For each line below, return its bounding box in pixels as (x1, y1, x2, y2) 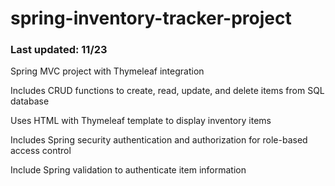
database (10, 95, 50, 107)
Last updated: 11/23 (10, 43, 108, 57)
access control (10, 145, 72, 157)
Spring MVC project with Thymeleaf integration (10, 65, 205, 77)
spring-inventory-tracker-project (10, 7, 292, 30)
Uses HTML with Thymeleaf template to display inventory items (10, 115, 272, 127)
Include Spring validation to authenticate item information (10, 164, 247, 176)
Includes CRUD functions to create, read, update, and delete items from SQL (10, 85, 325, 97)
